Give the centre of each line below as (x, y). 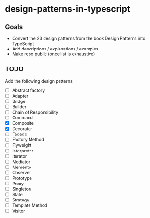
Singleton (22, 189)
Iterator (19, 156)
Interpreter (23, 151)
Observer (22, 172)
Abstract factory (28, 90)
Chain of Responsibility (35, 112)
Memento (22, 167)
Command (22, 118)
